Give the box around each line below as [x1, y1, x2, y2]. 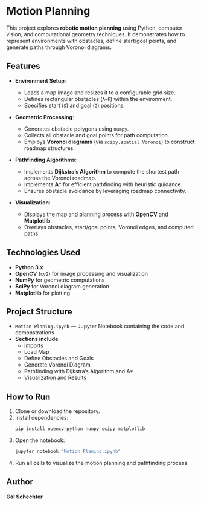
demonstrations [14, 329, 54, 336]
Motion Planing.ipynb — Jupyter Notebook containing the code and [14, 322, 185, 330]
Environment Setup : [14, 77, 66, 84]
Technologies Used [6, 247, 80, 258]
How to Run [6, 391, 51, 402]
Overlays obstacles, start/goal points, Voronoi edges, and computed [24, 223, 194, 230]
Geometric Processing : [14, 113, 74, 120]
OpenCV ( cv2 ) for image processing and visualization [14, 270, 148, 277]
